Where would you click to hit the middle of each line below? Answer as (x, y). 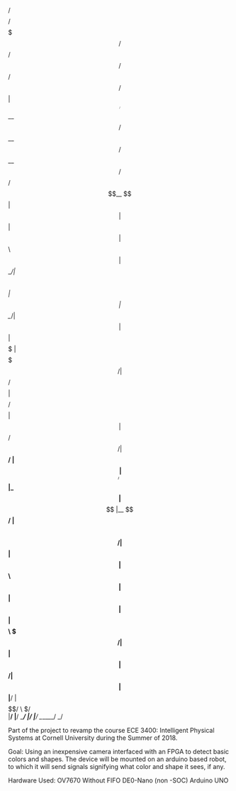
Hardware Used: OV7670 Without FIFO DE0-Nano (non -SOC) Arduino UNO (118, 780)
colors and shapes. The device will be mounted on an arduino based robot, (117, 759)
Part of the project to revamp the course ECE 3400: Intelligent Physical (111, 730)
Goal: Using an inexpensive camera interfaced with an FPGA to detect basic (119, 751)
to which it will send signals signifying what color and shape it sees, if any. (117, 766)
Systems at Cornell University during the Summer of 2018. (93, 738)
